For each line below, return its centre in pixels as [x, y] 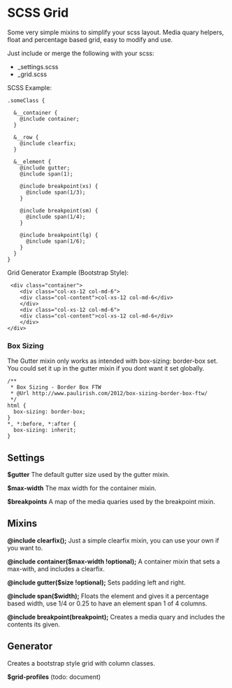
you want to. [25, 547]
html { [17, 406]
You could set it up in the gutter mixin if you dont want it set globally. [106, 368]
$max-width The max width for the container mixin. [82, 488]
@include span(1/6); [56, 241]
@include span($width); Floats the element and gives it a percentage [108, 596]
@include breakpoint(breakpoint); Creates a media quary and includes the [116, 617]
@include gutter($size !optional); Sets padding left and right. [97, 582]
